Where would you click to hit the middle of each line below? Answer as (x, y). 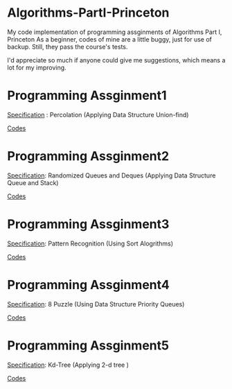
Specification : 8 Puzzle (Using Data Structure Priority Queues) (96, 304)
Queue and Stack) (33, 182)
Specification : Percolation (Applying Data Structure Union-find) (98, 114)
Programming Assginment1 (87, 96)
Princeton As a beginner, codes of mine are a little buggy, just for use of (110, 39)
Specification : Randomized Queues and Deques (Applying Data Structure (111, 175)
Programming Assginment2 (88, 156)
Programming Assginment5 (88, 345)
